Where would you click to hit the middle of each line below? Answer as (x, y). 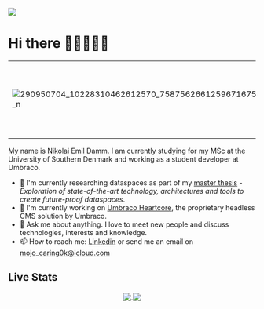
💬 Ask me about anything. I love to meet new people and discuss (124, 224)
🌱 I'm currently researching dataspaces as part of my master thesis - (131, 182)
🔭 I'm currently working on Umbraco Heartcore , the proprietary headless (137, 207)
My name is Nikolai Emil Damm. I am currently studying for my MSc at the (127, 151)
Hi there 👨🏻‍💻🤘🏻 (59, 44)
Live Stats (33, 277)
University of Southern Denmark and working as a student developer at (123, 159)
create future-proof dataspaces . (72, 199)
